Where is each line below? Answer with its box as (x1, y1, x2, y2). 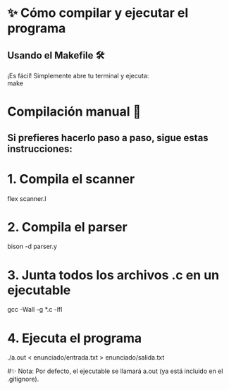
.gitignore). (7, 375, 39, 384)
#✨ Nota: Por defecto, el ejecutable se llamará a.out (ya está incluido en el (7, 367, 223, 375)
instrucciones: (7, 142, 73, 154)
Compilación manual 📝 (7, 104, 142, 120)
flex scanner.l (7, 194, 47, 202)
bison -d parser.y (7, 242, 58, 251)
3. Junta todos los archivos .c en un (7, 267, 220, 283)
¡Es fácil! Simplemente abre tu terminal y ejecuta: (7, 72, 149, 80)
